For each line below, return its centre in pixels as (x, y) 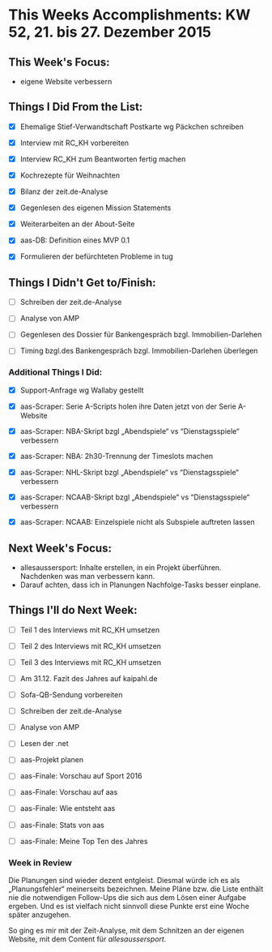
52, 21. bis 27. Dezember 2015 (110, 32)
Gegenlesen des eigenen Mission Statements (96, 208)
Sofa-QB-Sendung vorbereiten (71, 695)
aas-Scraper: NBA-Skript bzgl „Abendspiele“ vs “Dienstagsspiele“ (130, 431)
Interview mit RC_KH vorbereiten (74, 143)
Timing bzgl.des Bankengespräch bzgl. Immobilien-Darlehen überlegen (139, 351)
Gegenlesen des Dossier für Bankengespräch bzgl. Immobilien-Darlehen (141, 335)
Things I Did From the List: (76, 107)
